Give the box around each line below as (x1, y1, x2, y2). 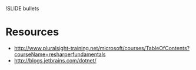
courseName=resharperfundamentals (14, 51, 106, 58)
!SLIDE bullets (5, 5, 39, 12)
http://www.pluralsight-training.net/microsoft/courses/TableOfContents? (14, 44, 190, 51)
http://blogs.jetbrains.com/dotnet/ (14, 57, 97, 64)
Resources (5, 26, 59, 38)
